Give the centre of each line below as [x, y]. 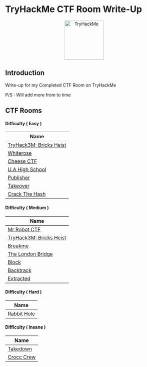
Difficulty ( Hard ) [23, 292]
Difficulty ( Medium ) [27, 208]
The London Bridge [30, 254]
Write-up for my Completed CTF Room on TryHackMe [61, 85]
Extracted [19, 279]
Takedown [20, 349]
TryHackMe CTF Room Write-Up [74, 9]
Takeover [19, 186]
